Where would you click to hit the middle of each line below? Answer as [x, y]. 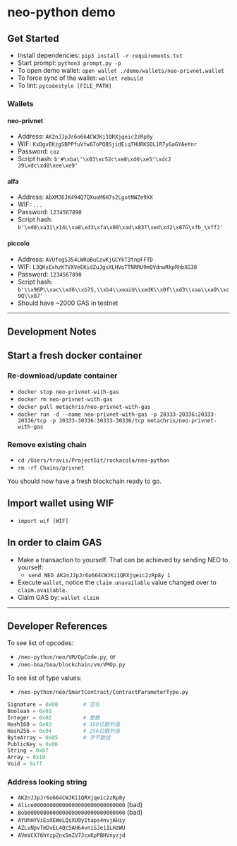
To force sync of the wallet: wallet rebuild [80, 78]
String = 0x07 [28, 751]
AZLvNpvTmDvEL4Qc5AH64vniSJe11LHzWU [71, 828]
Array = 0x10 [26, 758]
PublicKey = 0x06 [33, 744]
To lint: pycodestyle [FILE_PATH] [65, 85]
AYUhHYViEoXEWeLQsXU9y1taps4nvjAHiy [71, 821]
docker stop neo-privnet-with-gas [68, 392]
